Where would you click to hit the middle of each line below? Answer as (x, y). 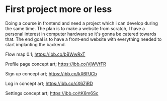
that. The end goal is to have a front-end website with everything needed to (83, 39)
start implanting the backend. (36, 44)
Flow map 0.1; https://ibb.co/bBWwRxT (45, 54)
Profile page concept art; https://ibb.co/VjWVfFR (56, 64)
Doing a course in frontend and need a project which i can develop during (82, 23)
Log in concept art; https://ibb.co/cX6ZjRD (49, 83)
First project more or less (59, 9)
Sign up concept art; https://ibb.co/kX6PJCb (51, 73)
